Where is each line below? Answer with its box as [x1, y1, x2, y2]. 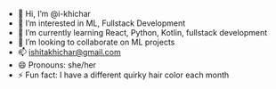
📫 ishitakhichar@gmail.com [17, 47, 122, 57]
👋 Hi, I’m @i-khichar [17, 9, 92, 19]
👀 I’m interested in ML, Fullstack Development [17, 18, 186, 28]
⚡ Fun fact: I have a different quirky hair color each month [17, 69, 230, 80]
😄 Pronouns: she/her [17, 60, 96, 70]
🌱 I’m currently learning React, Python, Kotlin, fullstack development [17, 28, 268, 37]
